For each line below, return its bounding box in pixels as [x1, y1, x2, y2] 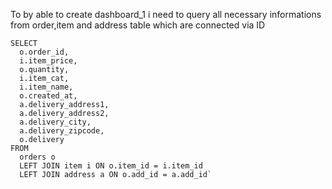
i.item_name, [19, 82, 74, 92]
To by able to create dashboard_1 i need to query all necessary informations [10, 9, 322, 20]
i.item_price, [19, 56, 78, 66]
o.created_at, [19, 91, 78, 101]
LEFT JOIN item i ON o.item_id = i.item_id [19, 161, 203, 171]
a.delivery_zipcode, [19, 126, 105, 136]
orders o [19, 152, 56, 162]
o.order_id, [19, 47, 70, 57]
